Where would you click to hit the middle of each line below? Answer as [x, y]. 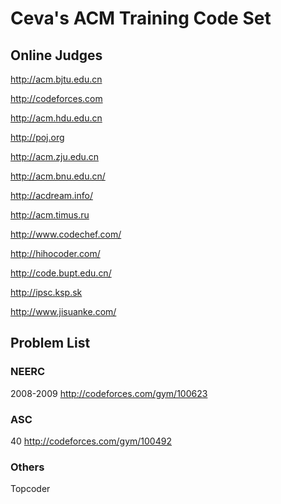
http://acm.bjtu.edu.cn [56, 79]
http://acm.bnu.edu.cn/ [58, 176]
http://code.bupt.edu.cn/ [61, 273]
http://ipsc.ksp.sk [46, 292]
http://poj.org [37, 137]
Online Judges [56, 55]
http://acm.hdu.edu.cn [56, 118]
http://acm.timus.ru [50, 215]
